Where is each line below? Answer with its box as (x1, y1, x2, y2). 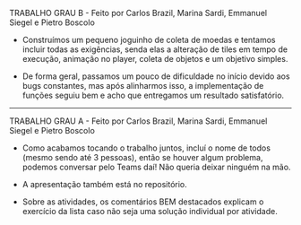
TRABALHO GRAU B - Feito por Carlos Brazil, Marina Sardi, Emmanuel (9, 8, 267, 18)
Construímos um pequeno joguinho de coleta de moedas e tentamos (21, 35, 276, 45)
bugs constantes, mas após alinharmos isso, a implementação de (21, 81, 264, 91)
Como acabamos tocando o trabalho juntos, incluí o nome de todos (21, 143, 271, 153)
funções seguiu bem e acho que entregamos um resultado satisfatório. (21, 90, 285, 100)
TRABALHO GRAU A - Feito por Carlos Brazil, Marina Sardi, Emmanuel (9, 116, 268, 126)
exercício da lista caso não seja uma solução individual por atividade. (21, 206, 278, 216)
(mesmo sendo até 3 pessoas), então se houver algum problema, (21, 152, 263, 162)
